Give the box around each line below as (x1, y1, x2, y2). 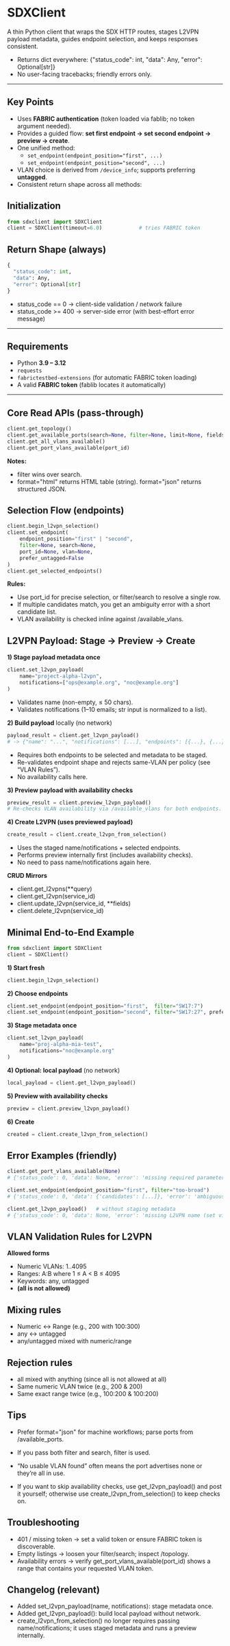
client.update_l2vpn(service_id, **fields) (16, 899, 131, 907)
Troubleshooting (7, 1517, 80, 1529)
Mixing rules (7, 1304, 62, 1316)
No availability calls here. (16, 772, 88, 780)
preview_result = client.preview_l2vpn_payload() (7, 799, 152, 806)
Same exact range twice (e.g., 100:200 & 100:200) (16, 1389, 159, 1398)
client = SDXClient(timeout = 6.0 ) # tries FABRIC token (7, 224, 201, 231)
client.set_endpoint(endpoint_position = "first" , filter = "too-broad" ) (7, 1187, 210, 1194)
